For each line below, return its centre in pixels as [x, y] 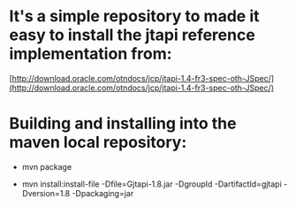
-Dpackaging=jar [103, 193]
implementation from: [91, 54]
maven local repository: [98, 142]
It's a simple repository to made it [134, 16]
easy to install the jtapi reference [133, 35]
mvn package [47, 166]
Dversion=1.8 [46, 193]
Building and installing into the [123, 123]
